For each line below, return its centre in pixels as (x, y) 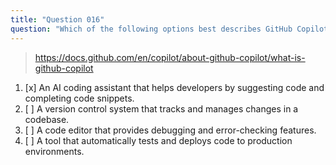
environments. (54, 151)
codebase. (47, 119)
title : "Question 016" (57, 19)
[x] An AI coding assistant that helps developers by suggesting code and (174, 87)
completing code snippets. (79, 98)
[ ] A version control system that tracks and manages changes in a (161, 108)
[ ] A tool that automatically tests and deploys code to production (158, 140)
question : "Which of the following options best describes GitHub (151, 29)
